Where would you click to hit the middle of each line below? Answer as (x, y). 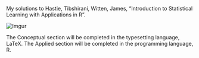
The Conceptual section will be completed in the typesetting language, (93, 37)
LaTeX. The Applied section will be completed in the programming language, (100, 44)
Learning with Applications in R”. (46, 15)
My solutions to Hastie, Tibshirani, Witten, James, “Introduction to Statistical (99, 8)
